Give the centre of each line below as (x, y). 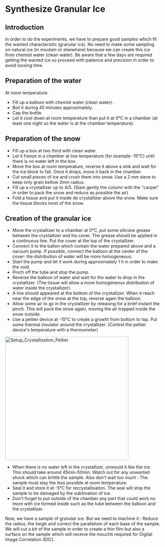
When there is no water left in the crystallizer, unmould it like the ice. (82, 467)
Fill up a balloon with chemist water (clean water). (63, 102)
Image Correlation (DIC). (30, 540)
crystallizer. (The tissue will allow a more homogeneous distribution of (83, 283)
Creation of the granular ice (48, 219)
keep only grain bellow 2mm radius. (49, 182)
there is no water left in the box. (45, 161)
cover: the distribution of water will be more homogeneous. (72, 256)
